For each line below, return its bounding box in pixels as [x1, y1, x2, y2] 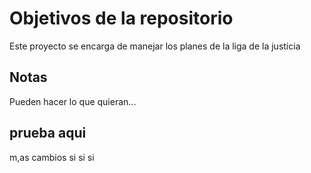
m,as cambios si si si [9, 151, 95, 163]
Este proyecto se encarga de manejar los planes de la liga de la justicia [9, 40, 301, 52]
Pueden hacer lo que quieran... [9, 95, 137, 107]
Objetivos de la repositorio [9, 7, 234, 30]
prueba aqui [9, 125, 87, 142]
